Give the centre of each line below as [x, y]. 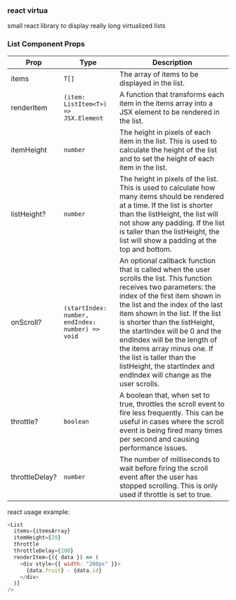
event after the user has [158, 477]
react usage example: [39, 511]
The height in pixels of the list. [169, 179]
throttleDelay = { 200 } [44, 551]
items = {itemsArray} [42, 531]
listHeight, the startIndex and [167, 366]
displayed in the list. [152, 83]
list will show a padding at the [168, 240]
